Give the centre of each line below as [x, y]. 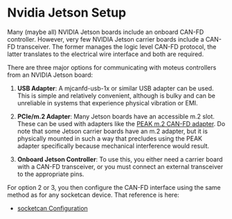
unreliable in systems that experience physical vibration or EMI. [108, 103]
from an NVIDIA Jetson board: [50, 75]
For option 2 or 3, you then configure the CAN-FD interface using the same [114, 187]
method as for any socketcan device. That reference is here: [93, 195]
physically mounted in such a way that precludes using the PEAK [110, 138]
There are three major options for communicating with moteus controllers [112, 67]
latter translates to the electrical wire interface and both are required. [106, 54]
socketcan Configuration [52, 208]
